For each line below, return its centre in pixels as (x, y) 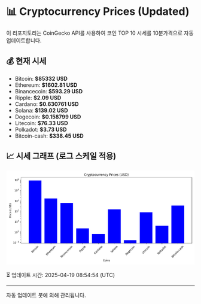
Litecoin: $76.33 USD (41, 123)
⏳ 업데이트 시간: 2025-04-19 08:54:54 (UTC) (61, 275)
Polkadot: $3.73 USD (41, 129)
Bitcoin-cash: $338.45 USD (49, 136)
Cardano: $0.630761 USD (47, 104)
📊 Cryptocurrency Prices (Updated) (98, 12)
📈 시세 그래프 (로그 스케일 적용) (61, 156)
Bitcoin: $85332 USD (41, 78)
